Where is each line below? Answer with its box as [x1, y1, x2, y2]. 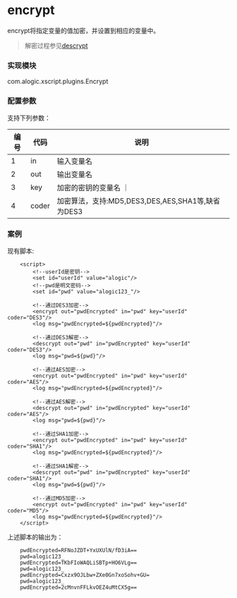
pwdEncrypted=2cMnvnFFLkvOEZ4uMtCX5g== [20, 584, 138, 591]
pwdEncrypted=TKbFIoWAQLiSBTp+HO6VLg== [20, 559, 138, 566]
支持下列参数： [7, 114, 51, 122]
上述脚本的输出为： [7, 532, 63, 541]
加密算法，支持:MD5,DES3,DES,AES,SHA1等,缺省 [56, 196, 221, 206]
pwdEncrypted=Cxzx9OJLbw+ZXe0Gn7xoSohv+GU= [20, 571, 150, 578]
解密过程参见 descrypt [24, 41, 88, 49]
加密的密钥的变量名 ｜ [56, 183, 130, 193]
